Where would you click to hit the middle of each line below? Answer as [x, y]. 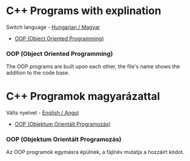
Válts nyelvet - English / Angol [43, 113]
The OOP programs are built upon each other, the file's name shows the [93, 66]
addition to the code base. [38, 73]
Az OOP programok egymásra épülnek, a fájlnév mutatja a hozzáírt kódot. [95, 152]
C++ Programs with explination [84, 11]
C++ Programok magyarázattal [83, 97]
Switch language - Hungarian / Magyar [53, 27]
